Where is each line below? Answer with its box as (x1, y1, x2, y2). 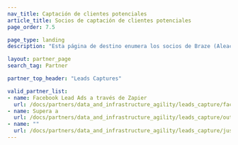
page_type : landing (7, 36, 65, 43)
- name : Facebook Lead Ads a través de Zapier (7, 94, 147, 101)
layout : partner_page (7, 56, 72, 63)
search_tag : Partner (7, 62, 69, 69)
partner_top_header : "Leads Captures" (7, 75, 122, 82)
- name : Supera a (7, 108, 59, 115)
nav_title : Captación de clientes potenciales (7, 10, 147, 18)
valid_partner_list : (7, 88, 69, 95)
